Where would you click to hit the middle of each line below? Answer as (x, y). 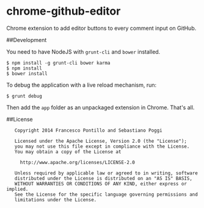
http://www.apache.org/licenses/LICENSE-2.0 (78, 162)
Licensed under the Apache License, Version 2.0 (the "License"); (101, 141)
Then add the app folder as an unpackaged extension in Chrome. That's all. (100, 107)
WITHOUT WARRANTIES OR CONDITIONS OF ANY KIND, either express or (101, 184)
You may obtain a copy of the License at (68, 152)
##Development (27, 40)
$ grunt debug (24, 96)
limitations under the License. (56, 199)
